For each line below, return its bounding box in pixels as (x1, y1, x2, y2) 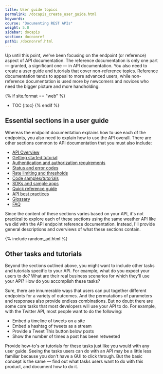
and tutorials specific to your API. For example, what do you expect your (5, 268, 150, 274)
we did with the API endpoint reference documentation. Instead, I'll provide (5, 221, 155, 227)
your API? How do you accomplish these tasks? (5, 278, 101, 284)
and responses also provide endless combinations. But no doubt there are (5, 298, 153, 304)
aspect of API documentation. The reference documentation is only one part (5, 57, 158, 63)
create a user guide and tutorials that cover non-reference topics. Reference (5, 68, 158, 74)
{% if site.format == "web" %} (5, 93, 66, 99)
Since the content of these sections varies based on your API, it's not (5, 210, 144, 216)
